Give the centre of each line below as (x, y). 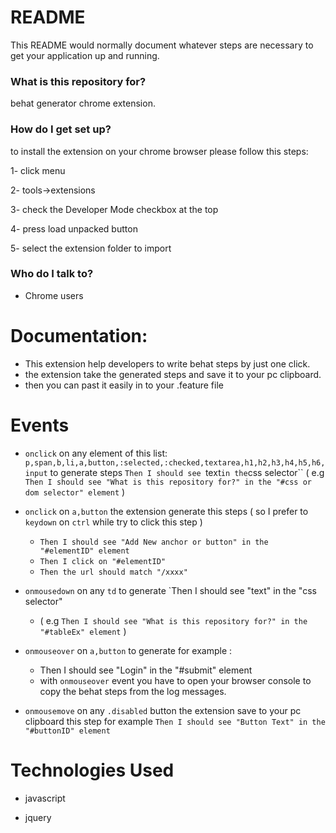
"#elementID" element (84, 551)
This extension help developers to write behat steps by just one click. (167, 363)
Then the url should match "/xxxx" (113, 572)
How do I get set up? (61, 129)
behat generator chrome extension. (83, 103)
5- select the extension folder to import (91, 248)
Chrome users (54, 295)
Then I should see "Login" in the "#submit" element (146, 670)
